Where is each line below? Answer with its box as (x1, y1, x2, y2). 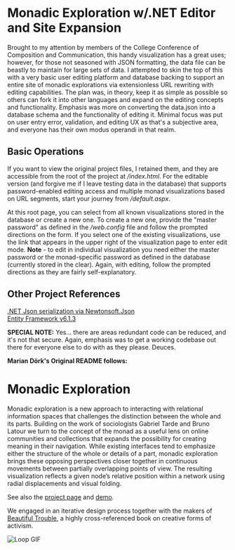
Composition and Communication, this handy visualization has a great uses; (7, 51, 227, 59)
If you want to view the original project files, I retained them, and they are (7, 164, 219, 173)
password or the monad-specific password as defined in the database (7, 252, 210, 261)
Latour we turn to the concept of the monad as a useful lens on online (7, 427, 209, 435)
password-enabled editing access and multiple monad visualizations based (7, 186, 225, 195)
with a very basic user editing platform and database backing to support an (7, 72, 224, 82)
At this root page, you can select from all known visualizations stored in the (7, 207, 224, 216)
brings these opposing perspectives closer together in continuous (7, 456, 198, 465)
